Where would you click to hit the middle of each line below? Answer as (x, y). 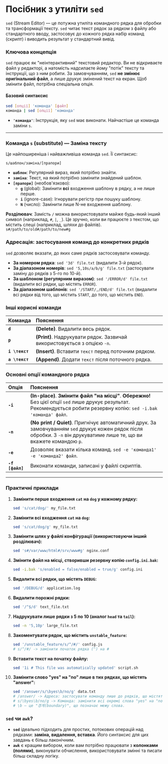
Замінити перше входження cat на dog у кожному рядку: (75, 499)
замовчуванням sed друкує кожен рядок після (86, 429)
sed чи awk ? (19, 718)
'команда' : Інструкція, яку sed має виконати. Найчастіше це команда (86, 120)
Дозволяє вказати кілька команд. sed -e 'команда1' (93, 449)
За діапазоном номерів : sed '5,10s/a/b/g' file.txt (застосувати (83, 268)
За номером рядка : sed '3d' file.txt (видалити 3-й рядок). (78, 262)
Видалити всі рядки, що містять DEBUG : (55, 579)
